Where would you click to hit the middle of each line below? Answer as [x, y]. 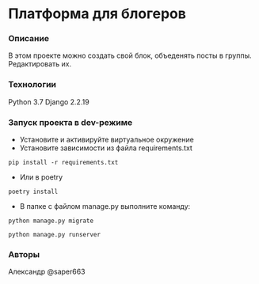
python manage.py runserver [55, 235]
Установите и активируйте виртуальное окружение [107, 140]
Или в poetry [41, 177]
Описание [29, 39]
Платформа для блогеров [97, 14]
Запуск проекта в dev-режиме [70, 122]
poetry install [33, 192]
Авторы [24, 254]
